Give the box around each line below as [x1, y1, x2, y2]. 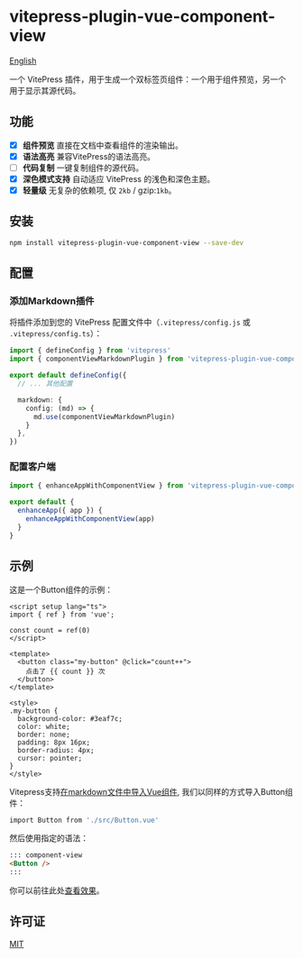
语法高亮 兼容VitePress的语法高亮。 [22, 151, 156, 161]
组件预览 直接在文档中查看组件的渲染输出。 [22, 140, 183, 151]
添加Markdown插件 [9, 295, 95, 307]
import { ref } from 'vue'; [9, 610, 115, 619]
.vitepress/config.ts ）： [9, 328, 103, 339]
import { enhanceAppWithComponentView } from [9, 481, 183, 490]
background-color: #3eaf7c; [17, 714, 124, 723]
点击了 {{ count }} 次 [25, 667, 106, 676]
